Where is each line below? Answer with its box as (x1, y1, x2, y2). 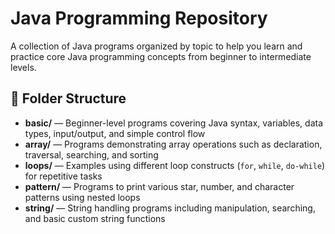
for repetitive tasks (24, 170, 103, 182)
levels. (10, 61, 37, 73)
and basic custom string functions (24, 212, 166, 224)
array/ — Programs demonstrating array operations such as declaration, (24, 138, 323, 150)
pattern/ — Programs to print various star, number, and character (24, 180, 295, 192)
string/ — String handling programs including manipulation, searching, (24, 202, 316, 214)
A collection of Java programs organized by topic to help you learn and (10, 40, 303, 52)
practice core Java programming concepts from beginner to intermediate (10, 50, 312, 62)
